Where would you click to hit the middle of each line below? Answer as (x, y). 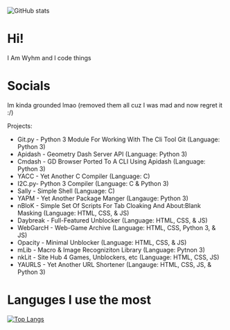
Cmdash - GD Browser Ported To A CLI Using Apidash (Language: (111, 161)
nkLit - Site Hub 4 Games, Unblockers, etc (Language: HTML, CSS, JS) (118, 257)
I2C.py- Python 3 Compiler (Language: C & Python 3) (93, 183)
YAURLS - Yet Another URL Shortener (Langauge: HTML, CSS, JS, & (114, 264)
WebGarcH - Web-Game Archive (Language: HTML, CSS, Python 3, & (116, 227)
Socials (29, 86)
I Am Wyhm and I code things (49, 58)
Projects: (20, 125)
